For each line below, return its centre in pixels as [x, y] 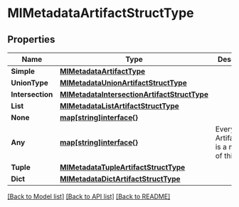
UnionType [30, 83]
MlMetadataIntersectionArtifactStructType [134, 94]
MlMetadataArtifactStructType [101, 13]
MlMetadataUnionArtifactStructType [123, 83]
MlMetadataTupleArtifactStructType [123, 167]
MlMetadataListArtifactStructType [119, 106]
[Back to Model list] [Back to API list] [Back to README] [89, 196]
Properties [31, 39]
